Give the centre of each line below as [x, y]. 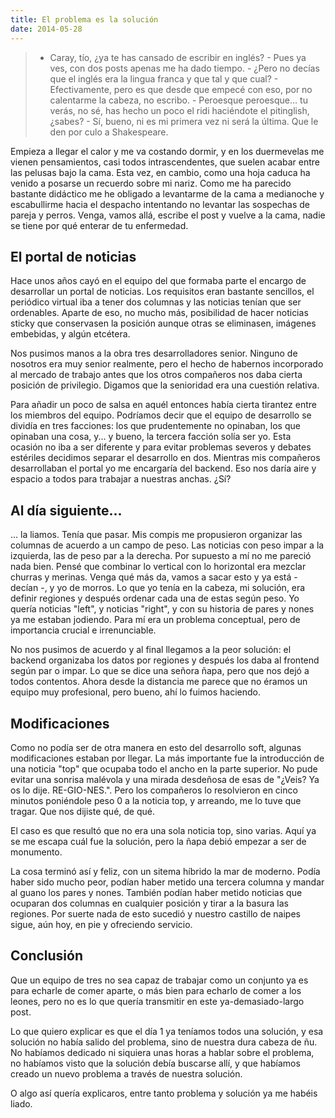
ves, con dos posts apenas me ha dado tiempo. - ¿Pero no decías [184, 68]
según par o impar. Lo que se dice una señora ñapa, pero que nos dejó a [160, 671]
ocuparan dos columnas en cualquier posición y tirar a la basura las [149, 903]
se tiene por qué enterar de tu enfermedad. [99, 225]
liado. [21, 1103]
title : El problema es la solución [84, 19]
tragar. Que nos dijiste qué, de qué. [82, 811]
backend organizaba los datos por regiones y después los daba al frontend [165, 660]
